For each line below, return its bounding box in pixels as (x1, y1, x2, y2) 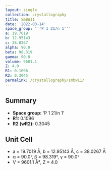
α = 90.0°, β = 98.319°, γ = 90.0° (12, 154, 80, 160)
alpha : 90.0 (5, 45, 30, 50)
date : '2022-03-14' (5, 21, 46, 27)
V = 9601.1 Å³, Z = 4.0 (12, 159, 58, 165)
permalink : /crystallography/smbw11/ (5, 78, 85, 83)
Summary (5, 96, 37, 105)
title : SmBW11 (5, 17, 35, 22)
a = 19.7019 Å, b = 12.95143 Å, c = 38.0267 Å (12, 148, 106, 154)
